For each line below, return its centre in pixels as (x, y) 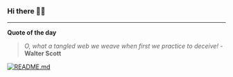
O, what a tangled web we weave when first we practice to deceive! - (123, 46)
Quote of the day (32, 33)
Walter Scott (43, 53)
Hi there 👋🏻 (26, 11)
